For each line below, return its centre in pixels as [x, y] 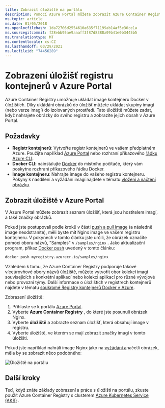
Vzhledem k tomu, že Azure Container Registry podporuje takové [71, 266]
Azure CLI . [23, 159]
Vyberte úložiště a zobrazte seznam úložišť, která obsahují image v [80, 322]
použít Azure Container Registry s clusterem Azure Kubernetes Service [77, 395]
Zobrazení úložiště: [25, 297]
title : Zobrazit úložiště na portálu [44, 10]
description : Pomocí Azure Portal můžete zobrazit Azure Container [76, 14]
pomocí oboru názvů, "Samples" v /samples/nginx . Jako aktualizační [75, 243]
